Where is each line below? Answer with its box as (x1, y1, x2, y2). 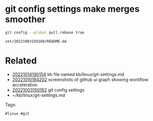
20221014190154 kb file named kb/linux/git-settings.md (12, 71, 125, 77)
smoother (5, 14, 46, 25)
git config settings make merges (5, 3, 140, 15)
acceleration (12, 82, 38, 88)
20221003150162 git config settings (12, 87, 85, 93)
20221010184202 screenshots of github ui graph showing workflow (12, 76, 149, 82)
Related (5, 55, 37, 66)
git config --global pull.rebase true (5, 30, 84, 35)
